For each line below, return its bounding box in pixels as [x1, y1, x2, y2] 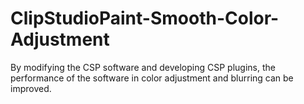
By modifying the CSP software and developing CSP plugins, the [10, 61, 276, 73]
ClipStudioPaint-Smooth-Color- [10, 7, 280, 30]
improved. [10, 82, 52, 94]
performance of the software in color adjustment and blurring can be [10, 72, 294, 84]
